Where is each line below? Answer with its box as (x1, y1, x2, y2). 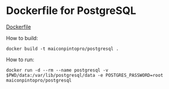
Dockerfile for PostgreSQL (6, 4, 136, 17)
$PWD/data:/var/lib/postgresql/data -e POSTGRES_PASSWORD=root (6, 72, 164, 78)
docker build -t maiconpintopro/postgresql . (6, 45, 119, 52)
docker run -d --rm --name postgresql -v (6, 67, 109, 73)
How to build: (6, 34, 38, 41)
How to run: (6, 56, 35, 63)
